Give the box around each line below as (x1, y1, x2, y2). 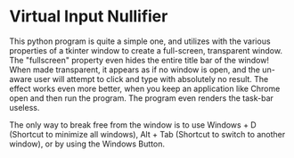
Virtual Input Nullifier (9, 6, 168, 27)
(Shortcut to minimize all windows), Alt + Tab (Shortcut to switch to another (9, 129, 286, 139)
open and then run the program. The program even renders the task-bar (9, 92, 274, 104)
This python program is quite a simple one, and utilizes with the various (9, 36, 271, 46)
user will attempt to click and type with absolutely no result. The (34, 73, 269, 84)
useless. (9, 102, 40, 112)
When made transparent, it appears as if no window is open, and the (9, 64, 261, 75)
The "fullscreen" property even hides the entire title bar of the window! (9, 54, 270, 65)
